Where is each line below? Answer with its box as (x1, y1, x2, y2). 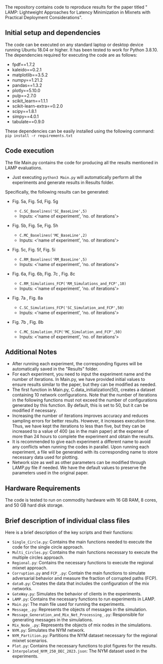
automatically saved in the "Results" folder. (12, 366, 99, 372)
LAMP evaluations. (5, 165, 43, 171)
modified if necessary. (12, 408, 57, 414)
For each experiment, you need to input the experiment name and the (12, 371, 152, 377)
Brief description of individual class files (5, 516, 130, 525)
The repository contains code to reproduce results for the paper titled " (5, 4, 147, 10)
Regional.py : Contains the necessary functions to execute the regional (12, 560, 154, 566)
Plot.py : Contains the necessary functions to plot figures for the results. (12, 643, 157, 649)
